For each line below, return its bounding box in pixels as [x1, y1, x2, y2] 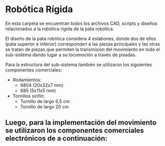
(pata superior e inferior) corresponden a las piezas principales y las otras [5, 41, 160, 47]
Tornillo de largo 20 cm [20, 103, 69, 109]
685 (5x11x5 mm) [20, 87, 56, 93]
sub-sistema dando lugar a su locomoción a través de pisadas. [5, 52, 137, 58]
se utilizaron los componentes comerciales [5, 126, 144, 135]
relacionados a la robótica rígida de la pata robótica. [5, 25, 114, 31]
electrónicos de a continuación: [5, 134, 108, 143]
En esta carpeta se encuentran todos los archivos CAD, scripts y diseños [5, 20, 157, 26]
